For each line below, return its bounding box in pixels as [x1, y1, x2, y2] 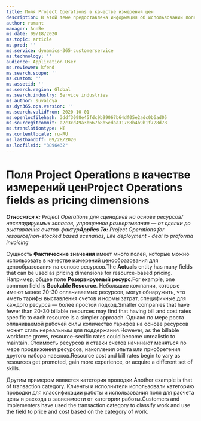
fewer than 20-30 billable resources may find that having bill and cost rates [6, 307, 191, 315]
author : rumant [6, 20, 44, 26]
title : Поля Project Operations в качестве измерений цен [6, 8, 154, 15]
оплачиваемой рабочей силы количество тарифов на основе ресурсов [6, 320, 188, 327]
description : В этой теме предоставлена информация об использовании [6, 14, 184, 20]
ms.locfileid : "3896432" [6, 142, 68, 148]
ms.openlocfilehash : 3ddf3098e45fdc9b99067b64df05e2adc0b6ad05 [6, 114, 167, 120]
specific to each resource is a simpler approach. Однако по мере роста [6, 313, 184, 321]
